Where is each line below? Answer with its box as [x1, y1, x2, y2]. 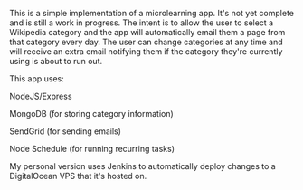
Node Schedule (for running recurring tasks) [9, 144, 175, 154]
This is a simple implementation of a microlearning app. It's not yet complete [9, 8, 295, 18]
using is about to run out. [9, 56, 103, 66]
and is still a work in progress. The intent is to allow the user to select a [9, 17, 274, 28]
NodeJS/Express [9, 90, 72, 101]
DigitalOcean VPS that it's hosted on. [9, 171, 147, 181]
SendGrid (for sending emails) [9, 126, 122, 137]
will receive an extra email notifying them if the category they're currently [9, 46, 283, 57]
